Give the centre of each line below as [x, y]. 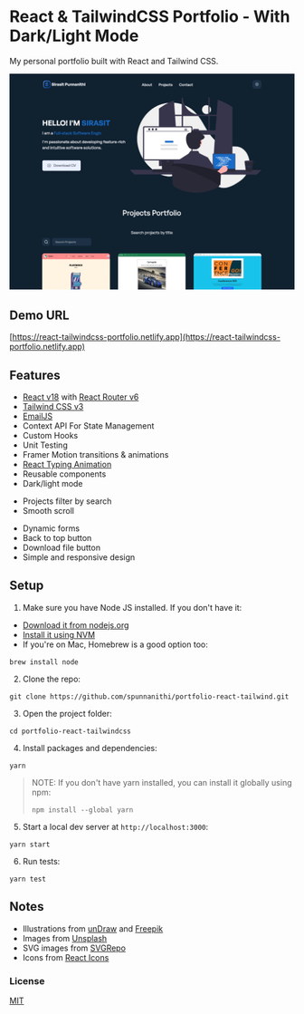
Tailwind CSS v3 [53, 406]
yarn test [28, 879]
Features [35, 375]
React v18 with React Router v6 [81, 397]
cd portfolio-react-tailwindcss [70, 731]
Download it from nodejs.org [76, 625]
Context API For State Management [88, 426]
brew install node [44, 662]
